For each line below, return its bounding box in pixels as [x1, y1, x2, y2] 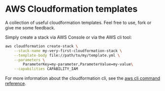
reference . [5, 81, 26, 87]
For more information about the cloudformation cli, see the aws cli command [5, 75, 161, 81]
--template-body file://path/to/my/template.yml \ [14, 53, 120, 58]
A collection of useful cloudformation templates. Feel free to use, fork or [5, 20, 152, 25]
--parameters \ [14, 57, 45, 62]
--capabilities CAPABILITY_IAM [14, 67, 78, 71]
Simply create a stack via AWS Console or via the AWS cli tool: [5, 34, 132, 40]
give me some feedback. [5, 24, 56, 30]
